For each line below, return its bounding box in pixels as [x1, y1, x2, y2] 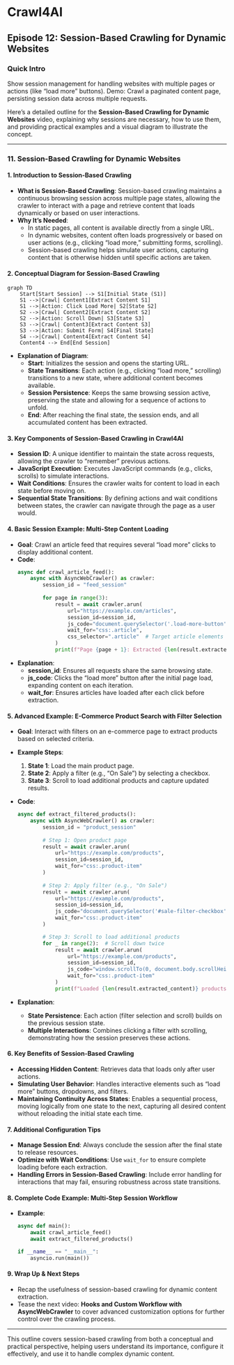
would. [17, 509, 37, 517]
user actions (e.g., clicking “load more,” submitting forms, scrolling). [27, 238, 224, 247]
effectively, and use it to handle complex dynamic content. [7, 1350, 175, 1358]
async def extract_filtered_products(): [17, 811, 136, 818]
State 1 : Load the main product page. [27, 762, 134, 770]
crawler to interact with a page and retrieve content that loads [17, 201, 195, 210]
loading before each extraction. [17, 1163, 108, 1171]
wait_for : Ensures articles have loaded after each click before [27, 688, 205, 696]
